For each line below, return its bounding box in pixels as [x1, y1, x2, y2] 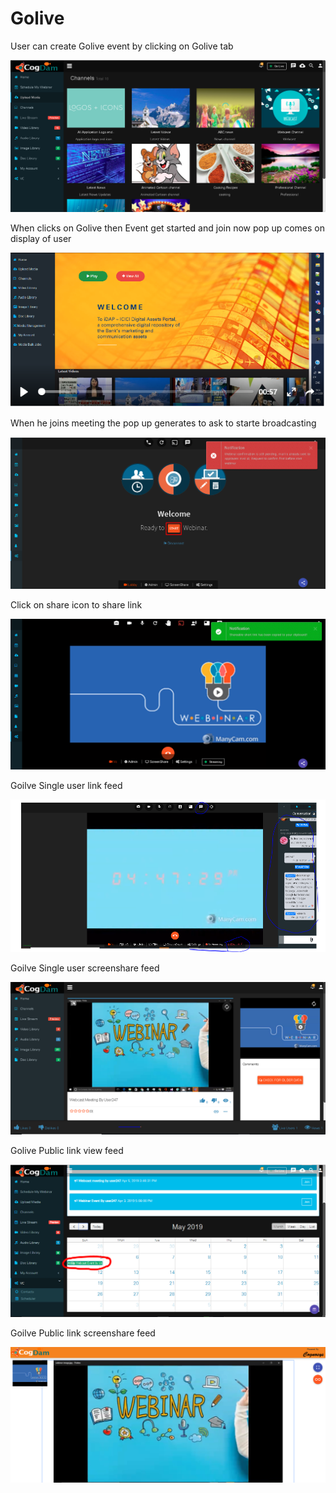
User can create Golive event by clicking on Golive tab [10, 40, 234, 52]
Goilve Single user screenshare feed [10, 962, 160, 974]
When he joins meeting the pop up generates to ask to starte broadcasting [10, 417, 317, 429]
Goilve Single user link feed [10, 780, 123, 792]
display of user [10, 232, 72, 244]
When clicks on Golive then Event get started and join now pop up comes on [10, 222, 326, 234]
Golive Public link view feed [10, 1145, 124, 1157]
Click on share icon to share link [10, 599, 143, 611]
